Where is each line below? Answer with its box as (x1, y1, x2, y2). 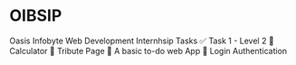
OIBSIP (9, 5, 62, 26)
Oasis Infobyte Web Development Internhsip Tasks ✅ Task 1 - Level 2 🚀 (9, 35, 274, 46)
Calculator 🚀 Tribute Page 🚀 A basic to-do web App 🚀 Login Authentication (9, 45, 288, 56)
